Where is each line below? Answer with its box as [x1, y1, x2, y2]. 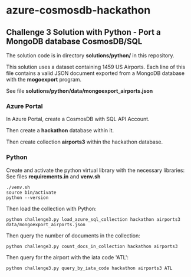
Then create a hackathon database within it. [6, 127, 114, 134]
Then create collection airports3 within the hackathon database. [6, 138, 163, 145]
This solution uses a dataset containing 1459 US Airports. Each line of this [6, 63, 186, 70]
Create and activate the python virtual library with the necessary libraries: [6, 167, 185, 174]
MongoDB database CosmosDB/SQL [6, 36, 143, 46]
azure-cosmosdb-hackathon [6, 4, 151, 17]
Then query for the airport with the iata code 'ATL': [6, 253, 129, 260]
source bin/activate [6, 190, 57, 195]
